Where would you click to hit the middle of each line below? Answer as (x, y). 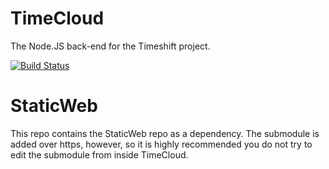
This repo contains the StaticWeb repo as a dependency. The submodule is (165, 133)
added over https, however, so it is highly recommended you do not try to (161, 144)
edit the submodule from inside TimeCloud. (99, 154)
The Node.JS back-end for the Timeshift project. (110, 46)
